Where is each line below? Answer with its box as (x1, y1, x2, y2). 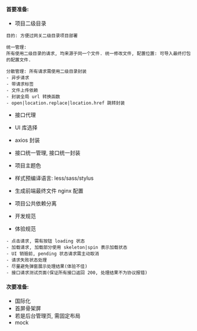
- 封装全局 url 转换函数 (6, 94, 61, 100)
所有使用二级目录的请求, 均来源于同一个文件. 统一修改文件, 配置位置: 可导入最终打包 (6, 51, 191, 57)
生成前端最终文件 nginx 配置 (14, 188, 84, 195)
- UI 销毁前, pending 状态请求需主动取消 (6, 251, 100, 257)
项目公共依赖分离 (14, 200, 57, 207)
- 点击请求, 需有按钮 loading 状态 (6, 238, 85, 244)
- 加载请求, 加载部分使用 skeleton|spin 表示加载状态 (6, 245, 128, 251)
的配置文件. (6, 57, 31, 63)
